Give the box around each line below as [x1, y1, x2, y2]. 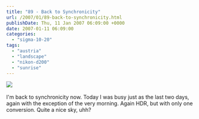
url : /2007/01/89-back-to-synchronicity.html [6, 14, 122, 20]
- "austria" [11, 48, 42, 54]
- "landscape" [11, 53, 47, 59]
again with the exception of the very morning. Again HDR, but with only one [6, 100, 194, 107]
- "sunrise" [11, 64, 42, 71]
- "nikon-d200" [11, 59, 50, 65]
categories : [6, 31, 36, 37]
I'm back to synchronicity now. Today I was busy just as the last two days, [6, 94, 189, 101]
